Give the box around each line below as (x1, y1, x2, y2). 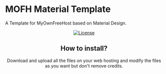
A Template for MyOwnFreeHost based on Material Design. (5, 20, 126, 26)
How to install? (60, 44, 108, 53)
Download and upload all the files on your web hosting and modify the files (6, 57, 161, 63)
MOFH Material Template (5, 3, 111, 15)
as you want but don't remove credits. (44, 62, 123, 68)
